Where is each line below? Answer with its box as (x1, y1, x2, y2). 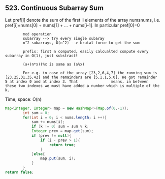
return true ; (49, 142, 76, 147)
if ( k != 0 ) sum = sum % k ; (31, 124, 90, 129)
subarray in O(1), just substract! (5, 53, 78, 58)
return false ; (5, 170, 34, 175)
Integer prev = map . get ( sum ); (31, 129, 94, 134)
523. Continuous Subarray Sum (5, 4, 104, 12)
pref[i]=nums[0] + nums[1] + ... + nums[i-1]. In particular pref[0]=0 (5, 22, 140, 28)
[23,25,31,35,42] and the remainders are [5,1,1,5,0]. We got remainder (5, 75, 158, 80)
